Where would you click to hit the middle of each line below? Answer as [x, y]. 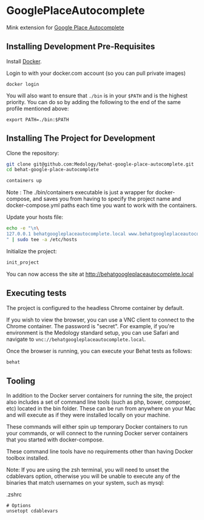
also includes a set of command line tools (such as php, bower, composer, [99, 402]
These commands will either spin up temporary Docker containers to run [97, 427]
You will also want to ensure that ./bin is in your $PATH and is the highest [97, 96]
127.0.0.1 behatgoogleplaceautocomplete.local [66, 234]
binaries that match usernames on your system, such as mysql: [85, 483]
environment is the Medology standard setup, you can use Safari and [93, 332]
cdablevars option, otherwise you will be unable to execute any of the [93, 476]
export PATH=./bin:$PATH [38, 119]
